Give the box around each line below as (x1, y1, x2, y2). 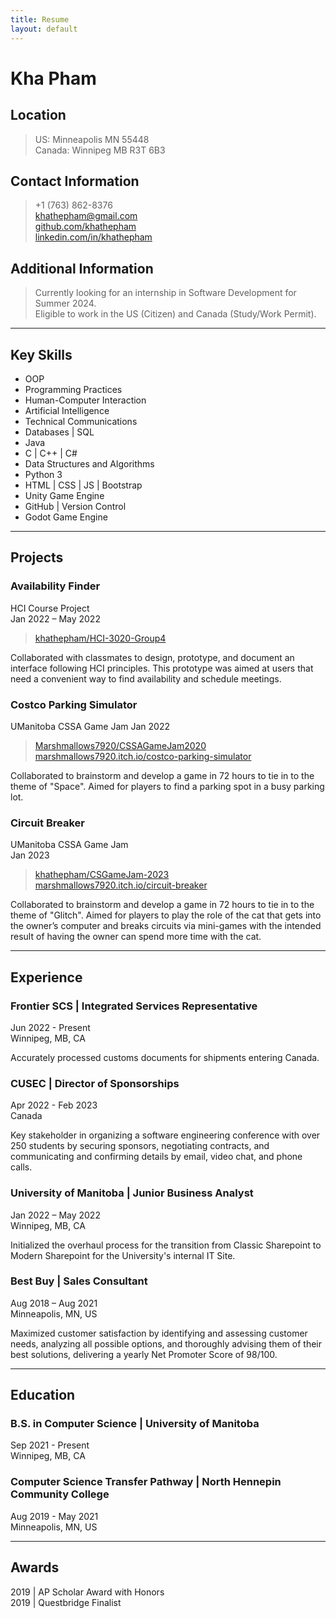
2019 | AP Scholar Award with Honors (10, 1586, 165, 1598)
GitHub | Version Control (24, 500, 127, 512)
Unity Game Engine (24, 489, 105, 501)
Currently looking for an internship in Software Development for (34, 287, 297, 299)
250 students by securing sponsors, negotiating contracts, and (10, 1140, 270, 1152)
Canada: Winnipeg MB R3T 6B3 (34, 144, 166, 156)
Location (10, 107, 67, 124)
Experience (10, 969, 83, 986)
